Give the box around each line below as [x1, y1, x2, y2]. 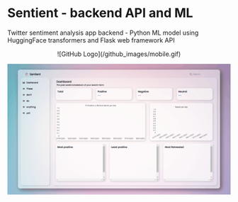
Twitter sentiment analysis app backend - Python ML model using [7, 28, 199, 37]
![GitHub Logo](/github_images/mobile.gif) [57, 50, 181, 58]
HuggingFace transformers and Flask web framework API [7, 35, 175, 44]
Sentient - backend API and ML [7, 5, 193, 21]
